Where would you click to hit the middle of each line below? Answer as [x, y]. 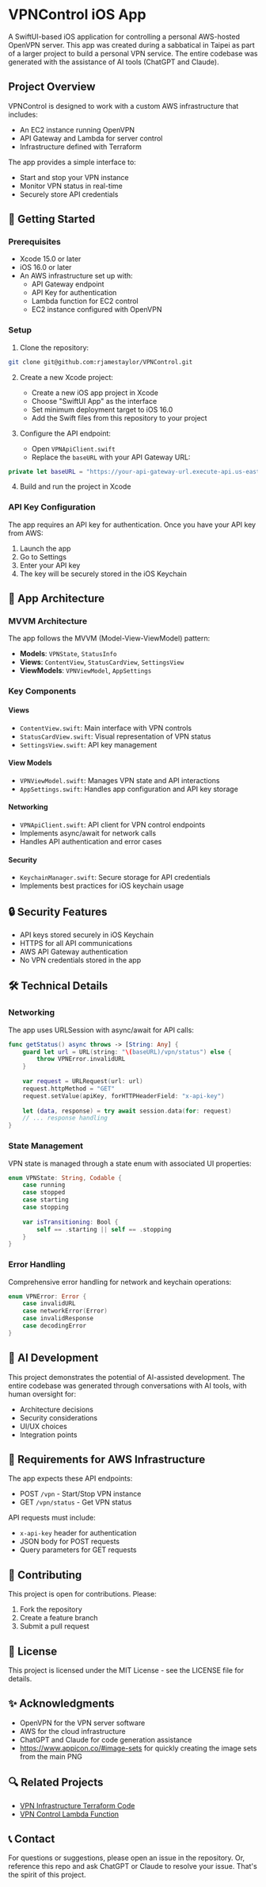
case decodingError [55, 1326]
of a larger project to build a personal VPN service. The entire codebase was [133, 53]
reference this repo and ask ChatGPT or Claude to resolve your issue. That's [133, 1866]
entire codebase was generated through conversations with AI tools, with [127, 1385]
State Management [46, 1146]
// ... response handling [65, 1118]
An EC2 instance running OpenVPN [77, 129]
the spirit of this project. [47, 1875]
